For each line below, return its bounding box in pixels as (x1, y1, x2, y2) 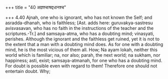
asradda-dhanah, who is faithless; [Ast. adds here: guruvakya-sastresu (5, 20, 153, 26)
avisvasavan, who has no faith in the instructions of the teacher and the (5, 25, 154, 31)
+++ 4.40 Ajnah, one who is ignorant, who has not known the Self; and (5, 15, 152, 20)
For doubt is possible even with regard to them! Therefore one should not (5, 63, 157, 69)
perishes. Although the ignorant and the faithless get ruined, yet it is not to (5, 36, 160, 42)
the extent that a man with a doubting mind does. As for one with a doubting (5, 42, 163, 47)
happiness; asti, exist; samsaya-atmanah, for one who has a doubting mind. (5, 58, 162, 63)
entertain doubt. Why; (5, 68, 50, 74)
